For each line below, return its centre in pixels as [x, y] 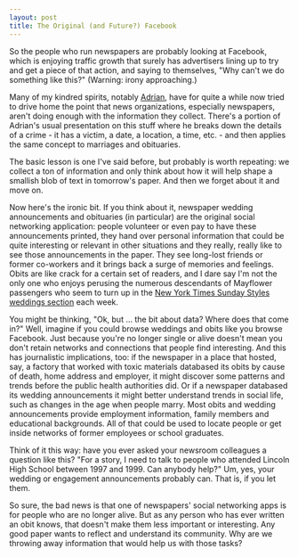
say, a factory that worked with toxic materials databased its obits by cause [147, 366]
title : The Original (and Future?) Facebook [93, 26]
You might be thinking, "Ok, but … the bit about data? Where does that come [149, 319]
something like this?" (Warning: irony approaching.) [103, 79]
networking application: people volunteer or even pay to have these [133, 226]
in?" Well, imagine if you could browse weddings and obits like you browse [146, 328]
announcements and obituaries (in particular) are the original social [132, 217]
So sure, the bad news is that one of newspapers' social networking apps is [148, 505]
